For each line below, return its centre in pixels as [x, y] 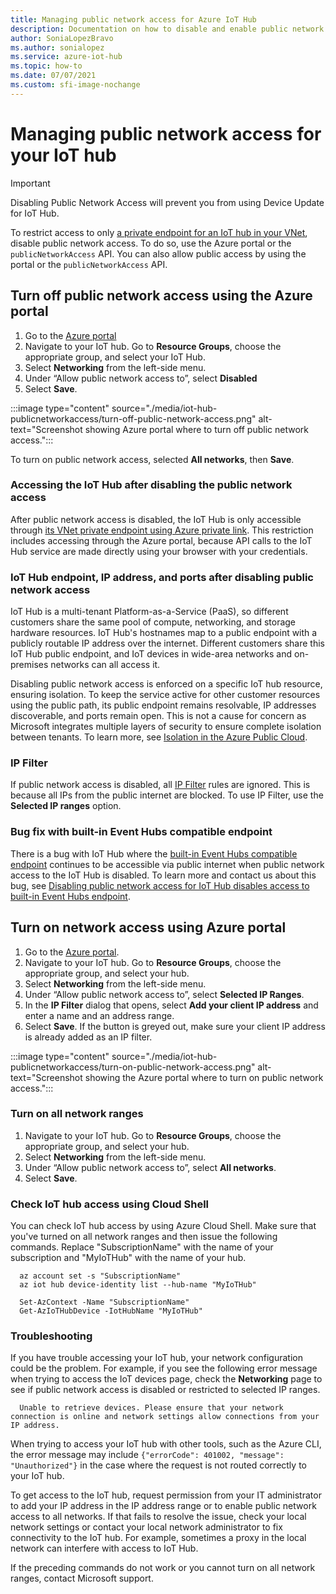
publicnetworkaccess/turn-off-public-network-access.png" [133, 418]
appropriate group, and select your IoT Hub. [115, 357]
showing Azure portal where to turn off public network [196, 429]
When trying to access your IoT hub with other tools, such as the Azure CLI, [166, 1444]
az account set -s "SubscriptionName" [100, 1276]
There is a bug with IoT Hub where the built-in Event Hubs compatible [154, 853]
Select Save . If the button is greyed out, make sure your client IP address [175, 1026]
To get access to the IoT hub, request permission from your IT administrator [166, 1495]
